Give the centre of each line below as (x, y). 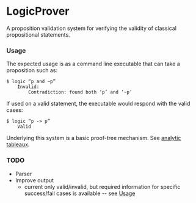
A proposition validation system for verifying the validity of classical (92, 28)
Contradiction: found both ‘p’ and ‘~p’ (80, 92)
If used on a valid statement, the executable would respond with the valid (98, 104)
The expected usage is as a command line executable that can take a (93, 64)
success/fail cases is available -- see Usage (80, 193)
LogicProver (38, 11)
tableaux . (18, 144)
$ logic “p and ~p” (31, 82)
